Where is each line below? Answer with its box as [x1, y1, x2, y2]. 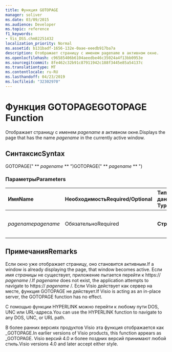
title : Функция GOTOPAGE [5, 7, 58, 13]
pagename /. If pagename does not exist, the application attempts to [5, 277, 149, 283]
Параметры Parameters [5, 175, 66, 183]
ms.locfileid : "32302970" [5, 79, 60, 84]
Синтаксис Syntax [5, 149, 65, 158]
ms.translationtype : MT [5, 65, 56, 70]
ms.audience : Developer [5, 22, 56, 27]
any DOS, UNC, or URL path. [5, 314, 66, 321]
